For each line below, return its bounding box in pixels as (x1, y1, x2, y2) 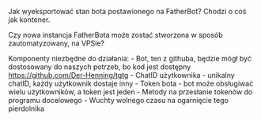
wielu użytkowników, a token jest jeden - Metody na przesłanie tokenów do (8, 87, 253, 97)
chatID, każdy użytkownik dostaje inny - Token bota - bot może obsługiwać (8, 79, 254, 88)
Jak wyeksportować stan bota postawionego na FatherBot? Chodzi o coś (8, 7, 247, 16)
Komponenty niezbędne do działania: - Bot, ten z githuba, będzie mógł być (8, 54, 252, 63)
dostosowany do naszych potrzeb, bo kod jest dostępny (8, 62, 191, 71)
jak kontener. (8, 15, 51, 24)
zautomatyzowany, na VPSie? (8, 38, 105, 48)
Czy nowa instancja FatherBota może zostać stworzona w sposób (8, 31, 223, 39)
